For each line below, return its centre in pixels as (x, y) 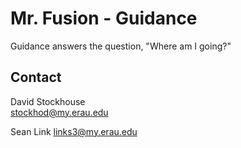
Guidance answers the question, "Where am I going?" (121, 46)
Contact (36, 77)
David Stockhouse (48, 101)
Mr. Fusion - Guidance (104, 18)
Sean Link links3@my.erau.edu (74, 131)
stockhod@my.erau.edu (59, 112)
